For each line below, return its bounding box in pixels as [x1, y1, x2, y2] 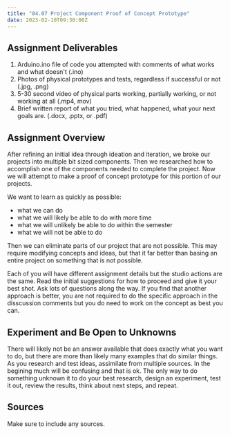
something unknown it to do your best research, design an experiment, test [7, 374, 221, 382]
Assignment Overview [7, 132, 106, 144]
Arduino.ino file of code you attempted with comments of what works [17, 60, 215, 69]
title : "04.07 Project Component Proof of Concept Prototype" [7, 10, 190, 17]
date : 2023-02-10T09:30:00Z [7, 17, 88, 23]
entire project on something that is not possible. [7, 256, 143, 264]
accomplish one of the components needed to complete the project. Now [7, 165, 215, 173]
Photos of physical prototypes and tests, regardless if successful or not [17, 75, 221, 84]
